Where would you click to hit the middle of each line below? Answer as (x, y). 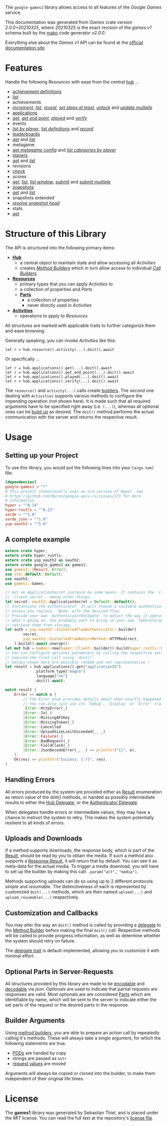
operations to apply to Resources (54, 316)
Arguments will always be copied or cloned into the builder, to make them (80, 1073)
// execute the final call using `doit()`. (51, 657)
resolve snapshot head (36, 203)
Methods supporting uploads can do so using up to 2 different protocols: (80, 881)
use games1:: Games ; (25, 583)
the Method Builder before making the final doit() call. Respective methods (83, 930)
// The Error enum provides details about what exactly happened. (93, 699)
